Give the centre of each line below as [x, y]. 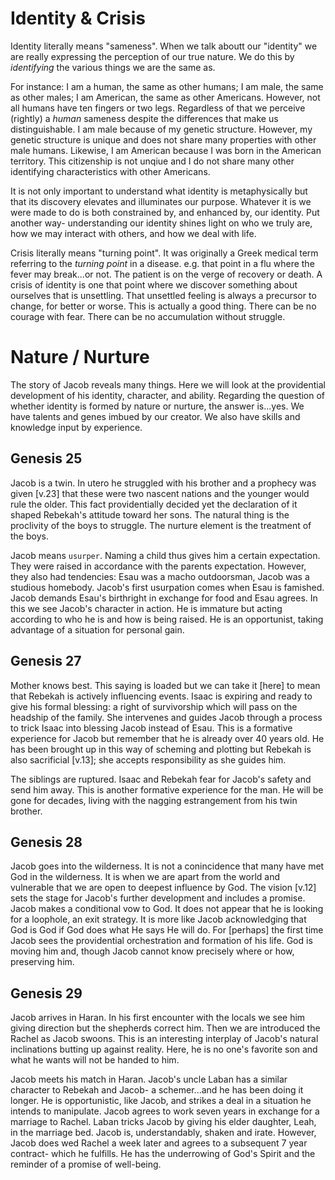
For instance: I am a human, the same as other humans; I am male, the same [167, 86]
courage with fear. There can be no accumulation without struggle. [148, 316]
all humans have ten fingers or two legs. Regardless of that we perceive [158, 108]
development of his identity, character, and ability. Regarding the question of [168, 395]
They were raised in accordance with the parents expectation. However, [158, 566]
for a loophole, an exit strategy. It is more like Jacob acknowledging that [158, 919]
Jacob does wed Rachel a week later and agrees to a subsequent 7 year [159, 1143]
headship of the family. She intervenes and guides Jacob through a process [166, 717]
